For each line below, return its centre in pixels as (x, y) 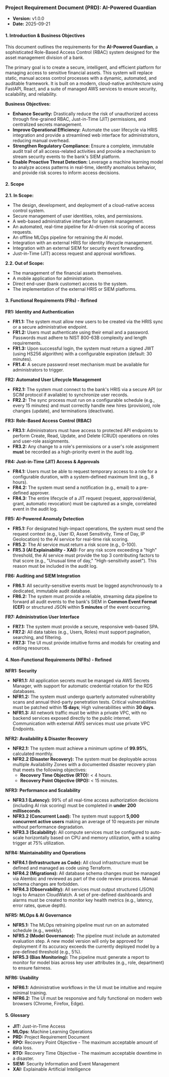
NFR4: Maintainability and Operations (46, 853)
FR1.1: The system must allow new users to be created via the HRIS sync (88, 321)
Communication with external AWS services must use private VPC (81, 724)
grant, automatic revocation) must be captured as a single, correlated (84, 503)
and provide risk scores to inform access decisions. (66, 173)
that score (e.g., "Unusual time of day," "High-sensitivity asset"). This (84, 560)
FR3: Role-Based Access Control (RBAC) (48, 420)
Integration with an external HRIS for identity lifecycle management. (83, 243)
